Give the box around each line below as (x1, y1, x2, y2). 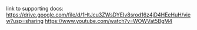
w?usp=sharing (6, 18, 44, 24)
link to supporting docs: (6, 5, 64, 12)
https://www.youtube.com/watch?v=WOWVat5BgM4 (45, 18, 173, 24)
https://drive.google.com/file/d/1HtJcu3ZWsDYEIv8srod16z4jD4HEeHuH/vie (6, 11, 191, 18)
